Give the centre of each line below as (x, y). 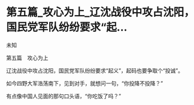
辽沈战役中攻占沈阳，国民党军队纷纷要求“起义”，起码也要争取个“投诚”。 (95, 70)
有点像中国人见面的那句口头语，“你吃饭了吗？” (64, 96)
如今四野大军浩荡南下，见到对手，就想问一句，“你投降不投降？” (85, 83)
